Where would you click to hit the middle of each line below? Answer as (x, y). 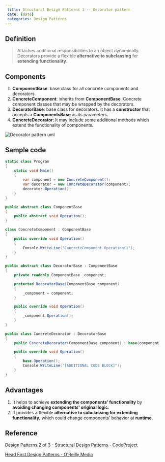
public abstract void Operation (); (50, 216)
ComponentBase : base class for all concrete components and (75, 88)
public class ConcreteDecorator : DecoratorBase (56, 334)
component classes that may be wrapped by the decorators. (73, 104)
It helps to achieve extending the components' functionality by (77, 402)
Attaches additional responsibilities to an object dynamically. (78, 51)
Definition (20, 39)
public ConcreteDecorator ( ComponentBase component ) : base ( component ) (88, 343)
